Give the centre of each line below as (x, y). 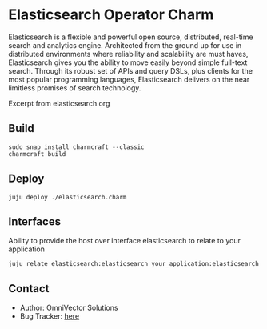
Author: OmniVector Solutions (69, 308)
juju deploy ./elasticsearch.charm (68, 197)
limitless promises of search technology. (75, 88)
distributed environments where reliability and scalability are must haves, (128, 54)
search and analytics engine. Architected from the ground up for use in (125, 45)
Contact (29, 289)
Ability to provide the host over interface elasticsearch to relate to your (125, 241)
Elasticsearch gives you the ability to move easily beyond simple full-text (128, 62)
